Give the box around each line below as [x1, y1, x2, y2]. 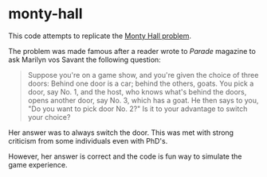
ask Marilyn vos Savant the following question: [8, 55, 161, 64]
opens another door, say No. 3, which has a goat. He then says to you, [27, 95, 259, 105]
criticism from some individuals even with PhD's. [8, 136, 168, 145]
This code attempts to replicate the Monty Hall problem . [8, 31, 191, 40]
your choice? [27, 112, 71, 121]
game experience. [8, 160, 68, 169]
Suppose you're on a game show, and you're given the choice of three [27, 70, 259, 79]
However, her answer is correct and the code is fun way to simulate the [8, 152, 242, 161]
